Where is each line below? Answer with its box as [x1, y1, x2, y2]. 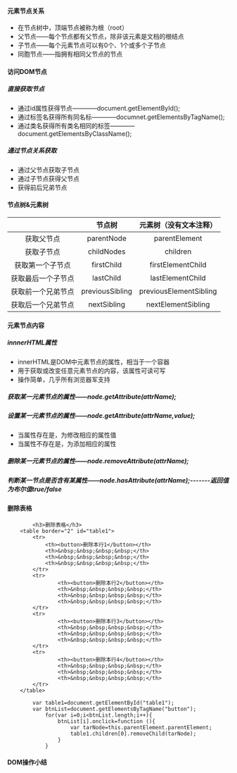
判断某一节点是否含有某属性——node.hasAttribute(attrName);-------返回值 [7, 476, 229, 484]
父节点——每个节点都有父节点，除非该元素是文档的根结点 [17, 32, 184, 41]
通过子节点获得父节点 [17, 174, 79, 183]
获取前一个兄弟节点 [11, 286, 75, 296]
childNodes [87, 247, 126, 256]
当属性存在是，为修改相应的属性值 [17, 431, 117, 439]
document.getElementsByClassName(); [17, 129, 132, 137]
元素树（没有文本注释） [139, 220, 217, 230]
